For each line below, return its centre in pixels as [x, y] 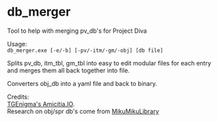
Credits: [18, 97]
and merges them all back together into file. [68, 70]
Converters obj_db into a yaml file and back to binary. [82, 83]
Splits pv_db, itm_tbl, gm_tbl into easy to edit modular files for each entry [109, 63]
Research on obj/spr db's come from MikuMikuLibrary [83, 111]
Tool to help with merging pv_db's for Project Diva [77, 31]
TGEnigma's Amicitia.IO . [41, 104]
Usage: [17, 44]
